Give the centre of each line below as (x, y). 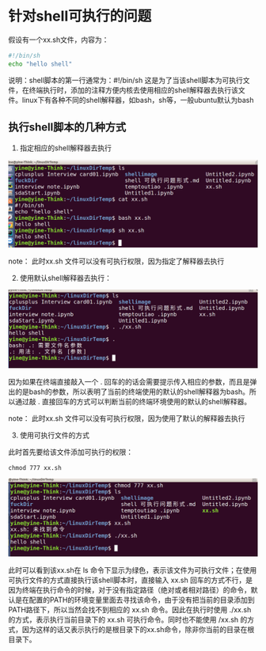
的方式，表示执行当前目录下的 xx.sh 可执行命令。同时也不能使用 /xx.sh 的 (128, 619)
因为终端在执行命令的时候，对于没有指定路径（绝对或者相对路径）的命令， (129, 589)
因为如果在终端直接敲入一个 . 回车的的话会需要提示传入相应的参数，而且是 (129, 381)
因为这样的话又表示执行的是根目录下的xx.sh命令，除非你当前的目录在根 (138, 629)
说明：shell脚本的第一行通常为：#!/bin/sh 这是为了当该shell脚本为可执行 (126, 80)
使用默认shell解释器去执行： (66, 278)
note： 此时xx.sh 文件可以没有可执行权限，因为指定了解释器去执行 (116, 261)
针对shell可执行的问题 (80, 16)
